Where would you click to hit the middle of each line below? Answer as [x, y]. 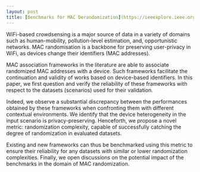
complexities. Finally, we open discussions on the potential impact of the [95, 157]
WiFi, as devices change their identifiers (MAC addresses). [78, 53]
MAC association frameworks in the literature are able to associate [88, 65]
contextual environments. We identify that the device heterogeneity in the [96, 114]
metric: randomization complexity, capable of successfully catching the [94, 127]
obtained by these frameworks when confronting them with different [90, 108]
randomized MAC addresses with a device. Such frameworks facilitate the [97, 71]
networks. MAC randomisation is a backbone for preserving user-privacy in [99, 47]
